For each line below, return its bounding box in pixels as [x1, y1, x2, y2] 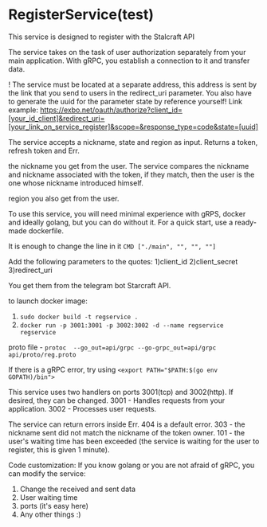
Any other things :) [19, 509, 81, 519]
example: [8, 105, 38, 115]
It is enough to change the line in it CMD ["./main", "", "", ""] [8, 241, 217, 251]
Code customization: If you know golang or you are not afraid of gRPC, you [8, 460, 255, 470]
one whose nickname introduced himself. [8, 178, 143, 188]
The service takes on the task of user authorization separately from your [8, 47, 246, 57]
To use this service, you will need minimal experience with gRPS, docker [8, 209, 246, 218]
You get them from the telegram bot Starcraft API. [8, 280, 171, 290]
